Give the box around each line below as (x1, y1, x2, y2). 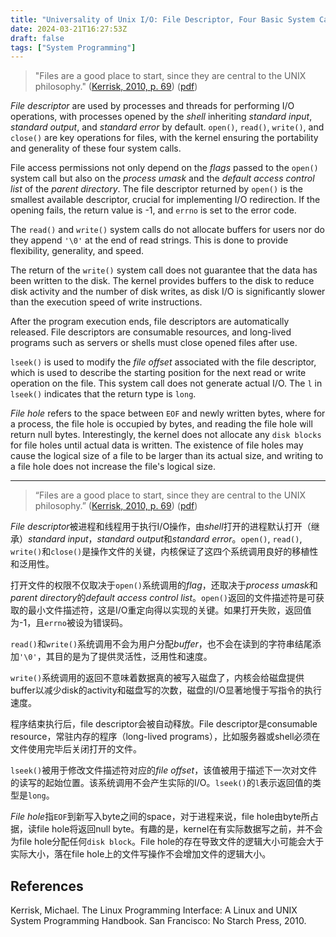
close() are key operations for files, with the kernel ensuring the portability (10, 132, 319, 144)
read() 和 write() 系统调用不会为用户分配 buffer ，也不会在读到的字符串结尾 (10, 638, 313, 650)
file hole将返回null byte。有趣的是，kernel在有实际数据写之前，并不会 (36, 823, 323, 835)
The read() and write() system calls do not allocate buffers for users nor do (10, 224, 325, 236)
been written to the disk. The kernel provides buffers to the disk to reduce (10, 275, 315, 287)
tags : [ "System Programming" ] (10, 42, 137, 53)
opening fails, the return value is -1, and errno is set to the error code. (10, 204, 297, 216)
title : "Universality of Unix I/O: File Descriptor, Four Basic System (10, 14, 315, 25)
